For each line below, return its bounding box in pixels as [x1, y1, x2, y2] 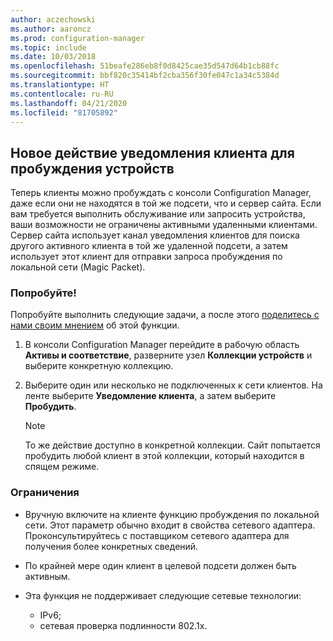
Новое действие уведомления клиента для [10, 144, 295, 161]
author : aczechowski [10, 14, 97, 25]
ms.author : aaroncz [10, 24, 92, 34]
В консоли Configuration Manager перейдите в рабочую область [24, 339, 300, 351]
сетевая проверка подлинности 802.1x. [39, 619, 208, 631]
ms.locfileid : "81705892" [10, 107, 118, 118]
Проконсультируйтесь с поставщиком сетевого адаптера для [24, 529, 290, 541]
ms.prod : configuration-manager [10, 33, 145, 43]
